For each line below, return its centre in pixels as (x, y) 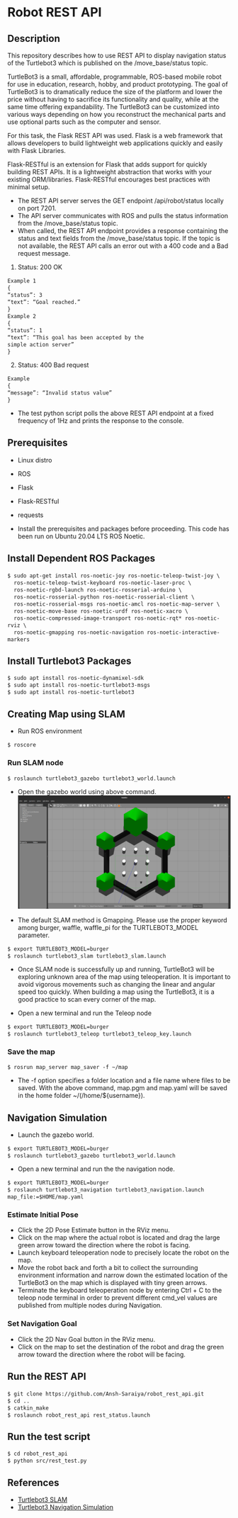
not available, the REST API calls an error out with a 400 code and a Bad (123, 246)
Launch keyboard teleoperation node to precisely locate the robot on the (123, 1253)
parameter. (33, 935)
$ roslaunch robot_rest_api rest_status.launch (79, 1415)
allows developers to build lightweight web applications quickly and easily (115, 143)
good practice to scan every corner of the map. (87, 999)
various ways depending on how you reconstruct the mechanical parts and (117, 114)
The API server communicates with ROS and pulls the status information (123, 216)
